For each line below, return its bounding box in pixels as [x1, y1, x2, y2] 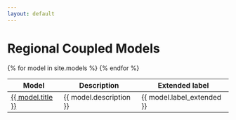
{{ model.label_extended [141, 92, 222, 102]
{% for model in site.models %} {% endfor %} [7, 64, 140, 72]
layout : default [7, 10, 55, 18]
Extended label [157, 80, 209, 90]
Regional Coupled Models [7, 40, 160, 56]
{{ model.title [11, 92, 53, 102]
